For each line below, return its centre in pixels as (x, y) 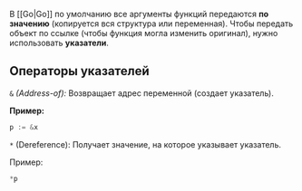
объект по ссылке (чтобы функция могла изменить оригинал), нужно (144, 33)
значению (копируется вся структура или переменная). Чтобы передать (151, 24)
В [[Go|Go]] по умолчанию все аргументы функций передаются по (139, 14)
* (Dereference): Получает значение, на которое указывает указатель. (146, 144)
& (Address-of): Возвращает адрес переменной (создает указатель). (141, 93)
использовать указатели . (59, 43)
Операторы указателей (79, 71)
